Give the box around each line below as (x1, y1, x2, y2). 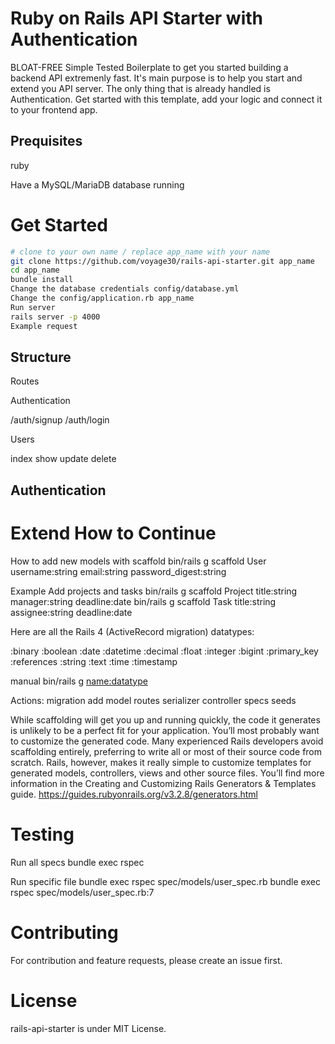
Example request (10, 321, 78, 331)
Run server (10, 302, 56, 312)
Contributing (10, 921, 119, 944)
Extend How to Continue (10, 522, 217, 544)
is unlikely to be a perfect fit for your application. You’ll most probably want (10, 724, 320, 736)
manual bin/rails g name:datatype (10, 675, 148, 687)
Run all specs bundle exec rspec (10, 856, 145, 868)
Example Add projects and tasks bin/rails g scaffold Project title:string (10, 585, 298, 597)
